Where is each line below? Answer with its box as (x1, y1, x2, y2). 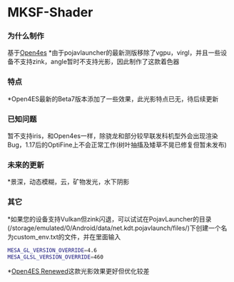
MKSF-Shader (7, 4, 93, 21)
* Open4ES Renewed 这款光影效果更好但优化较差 (7, 267, 150, 276)
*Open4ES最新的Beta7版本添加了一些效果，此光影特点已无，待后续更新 (7, 94, 219, 103)
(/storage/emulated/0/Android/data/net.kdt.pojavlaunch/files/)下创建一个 (7, 224, 221, 232)
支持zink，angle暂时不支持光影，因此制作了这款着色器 (19, 58, 180, 66)
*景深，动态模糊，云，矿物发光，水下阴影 (7, 177, 130, 186)
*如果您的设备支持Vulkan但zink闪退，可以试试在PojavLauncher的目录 (7, 214, 212, 223)
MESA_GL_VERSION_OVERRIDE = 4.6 (7, 246, 98, 254)
